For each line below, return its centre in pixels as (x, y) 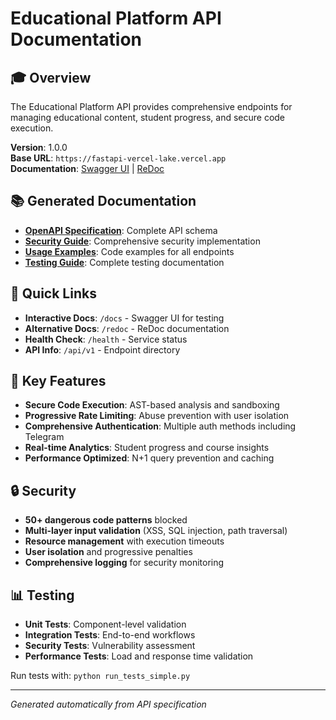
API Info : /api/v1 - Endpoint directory (102, 349)
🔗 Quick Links (53, 293)
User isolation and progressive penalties (108, 552)
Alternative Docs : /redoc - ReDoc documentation (127, 328)
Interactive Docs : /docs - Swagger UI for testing (124, 318)
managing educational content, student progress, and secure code (148, 117)
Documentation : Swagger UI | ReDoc (87, 168)
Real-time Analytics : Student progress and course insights (147, 448)
